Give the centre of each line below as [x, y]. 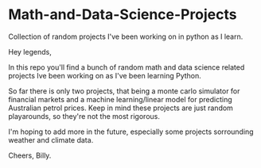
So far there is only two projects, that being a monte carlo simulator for [124, 91]
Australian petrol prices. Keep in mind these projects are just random [121, 108]
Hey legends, [30, 52]
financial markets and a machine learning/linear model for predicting [120, 99]
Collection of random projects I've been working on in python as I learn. [126, 36]
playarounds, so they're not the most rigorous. [84, 116]
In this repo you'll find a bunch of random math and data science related [127, 67]
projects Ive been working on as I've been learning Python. [105, 75]
